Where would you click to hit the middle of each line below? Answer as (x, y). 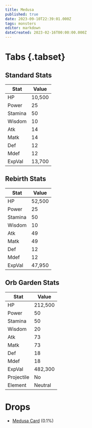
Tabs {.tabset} (35, 57)
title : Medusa (20, 10)
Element (17, 385)
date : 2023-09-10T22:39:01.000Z (38, 19)
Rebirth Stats (26, 179)
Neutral (43, 385)
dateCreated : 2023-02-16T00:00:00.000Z (46, 33)
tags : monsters (21, 23)
